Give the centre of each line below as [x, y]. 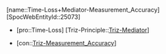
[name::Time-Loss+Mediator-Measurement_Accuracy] [83, 10]
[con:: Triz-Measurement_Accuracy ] [66, 43]
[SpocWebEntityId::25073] [43, 17]
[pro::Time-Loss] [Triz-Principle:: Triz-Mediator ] [83, 30]
